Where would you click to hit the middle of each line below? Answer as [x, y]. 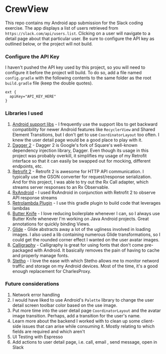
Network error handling [36, 295]
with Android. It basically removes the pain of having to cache [97, 250]
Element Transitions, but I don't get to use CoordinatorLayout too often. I [86, 134]
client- [148, 321]
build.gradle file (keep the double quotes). [49, 83]
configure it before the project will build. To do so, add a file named [73, 73]
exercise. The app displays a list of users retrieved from [62, 28]
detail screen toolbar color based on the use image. [65, 305]
